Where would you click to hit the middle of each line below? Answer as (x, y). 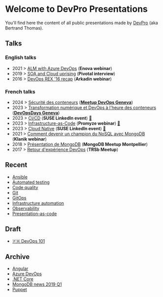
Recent (16, 165)
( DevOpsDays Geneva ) (36, 112)
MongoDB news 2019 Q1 (37, 284)
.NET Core (23, 279)
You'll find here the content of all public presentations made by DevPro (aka (81, 23)
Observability (26, 208)
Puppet (19, 290)
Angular (20, 269)
